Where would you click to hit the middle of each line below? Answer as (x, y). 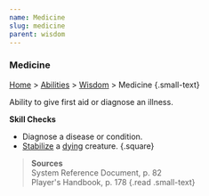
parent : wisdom (37, 34)
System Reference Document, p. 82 (96, 172)
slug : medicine (37, 26)
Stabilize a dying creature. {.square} (88, 146)
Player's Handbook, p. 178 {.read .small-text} (113, 182)
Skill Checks (32, 119)
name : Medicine (37, 17)
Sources (47, 163)
